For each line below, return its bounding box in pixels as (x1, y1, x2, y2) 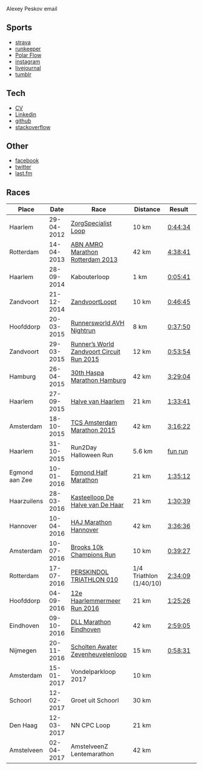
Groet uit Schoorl (70, 696, 119, 705)
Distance (134, 205, 161, 214)
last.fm (14, 170, 33, 177)
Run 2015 (70, 355, 100, 364)
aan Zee (9, 476, 33, 484)
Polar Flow (14, 51, 42, 59)
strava (14, 39, 31, 46)
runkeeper (14, 45, 41, 52)
